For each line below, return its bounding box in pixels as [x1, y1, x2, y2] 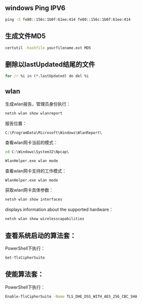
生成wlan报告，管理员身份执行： [5, 101, 71, 107]
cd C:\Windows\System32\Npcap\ [5, 149, 69, 154]
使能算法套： [5, 270, 44, 278]
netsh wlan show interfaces [5, 197, 63, 202]
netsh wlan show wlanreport [5, 111, 63, 115]
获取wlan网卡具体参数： [5, 187, 54, 193]
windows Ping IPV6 [5, 4, 65, 12]
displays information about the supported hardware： [5, 207, 114, 213]
